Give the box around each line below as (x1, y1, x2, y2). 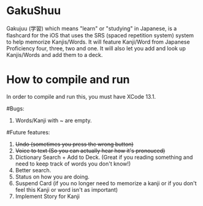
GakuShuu (6, 4, 61, 18)
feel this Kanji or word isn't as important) (15, 186, 118, 193)
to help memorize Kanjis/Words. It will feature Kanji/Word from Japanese (6, 38, 190, 45)
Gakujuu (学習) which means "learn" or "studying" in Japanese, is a (6, 25, 177, 32)
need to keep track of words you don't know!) (15, 160, 131, 167)
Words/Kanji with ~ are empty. (15, 116, 92, 124)
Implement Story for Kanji (15, 193, 80, 200)
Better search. (15, 166, 52, 174)
